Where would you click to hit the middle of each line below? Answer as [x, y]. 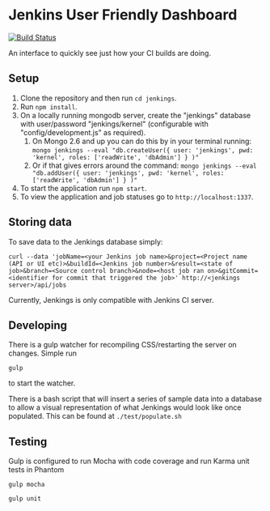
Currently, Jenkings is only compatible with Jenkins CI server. [111, 300]
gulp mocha [27, 485]
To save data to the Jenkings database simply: [86, 241]
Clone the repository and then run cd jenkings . [98, 98]
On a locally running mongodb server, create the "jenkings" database [135, 115]
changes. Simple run [43, 353]
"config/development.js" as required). [83, 132]
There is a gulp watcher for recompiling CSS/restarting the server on [122, 345]
